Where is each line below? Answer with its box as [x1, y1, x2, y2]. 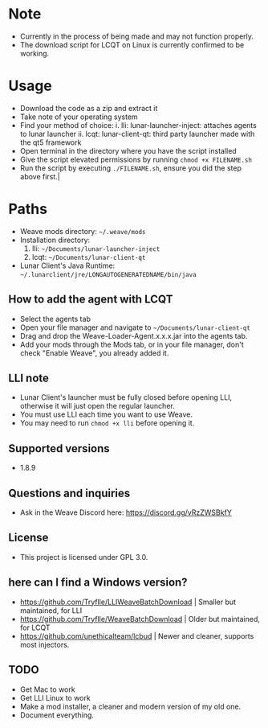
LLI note [8, 372, 50, 385]
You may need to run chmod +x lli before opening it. [19, 418, 195, 428]
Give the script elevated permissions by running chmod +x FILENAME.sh [19, 154, 253, 164]
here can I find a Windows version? [8, 576, 188, 590]
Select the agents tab [19, 314, 91, 323]
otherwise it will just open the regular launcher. [19, 401, 175, 411]
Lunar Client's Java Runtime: [19, 261, 116, 270]
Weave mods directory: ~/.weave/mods [19, 226, 146, 236]
